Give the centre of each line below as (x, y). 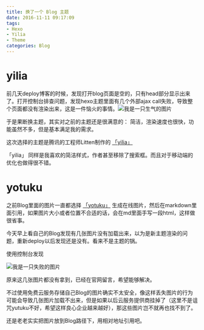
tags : (13, 23)
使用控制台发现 (25, 253)
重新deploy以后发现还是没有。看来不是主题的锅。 (79, 241)
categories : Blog (28, 46)
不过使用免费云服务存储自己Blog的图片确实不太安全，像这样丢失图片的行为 (100, 292)
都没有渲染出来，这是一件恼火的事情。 (70, 108)
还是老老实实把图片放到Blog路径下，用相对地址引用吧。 (76, 320)
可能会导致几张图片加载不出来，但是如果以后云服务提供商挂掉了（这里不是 (99, 300)
